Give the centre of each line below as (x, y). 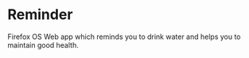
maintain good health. (43, 44)
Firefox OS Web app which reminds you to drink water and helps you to (124, 37)
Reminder (40, 15)
